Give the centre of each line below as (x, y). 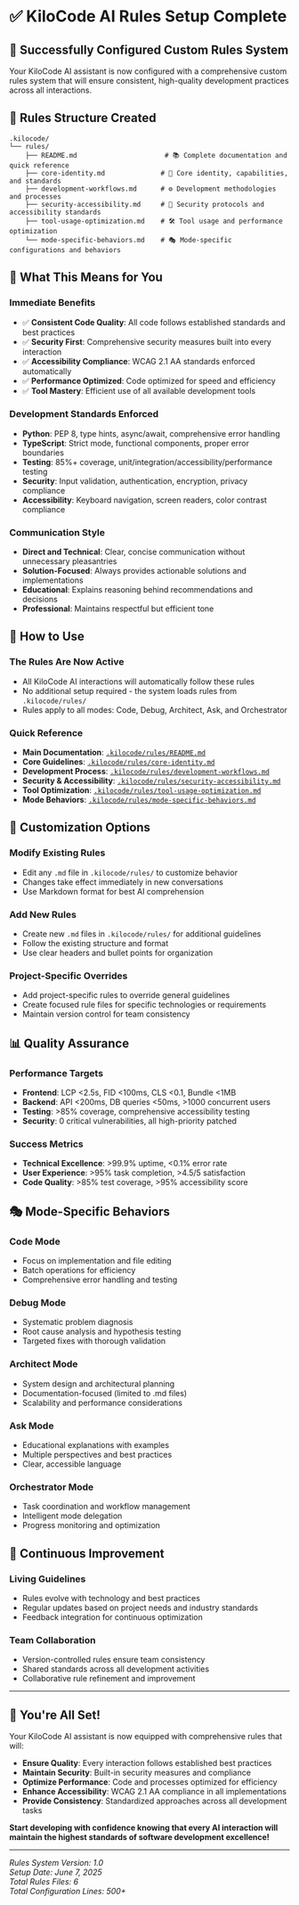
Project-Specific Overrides (69, 976)
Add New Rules (43, 914)
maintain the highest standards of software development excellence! (139, 1837)
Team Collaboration (53, 1639)
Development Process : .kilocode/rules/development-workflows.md (145, 772)
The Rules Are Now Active (67, 662)
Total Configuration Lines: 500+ (68, 1892)
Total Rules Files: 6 (44, 1882)
